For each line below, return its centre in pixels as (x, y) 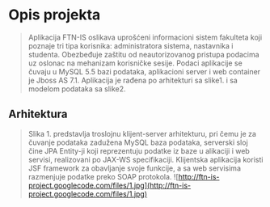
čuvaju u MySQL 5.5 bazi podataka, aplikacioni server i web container (144, 71)
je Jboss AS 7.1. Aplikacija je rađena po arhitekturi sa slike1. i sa (133, 80)
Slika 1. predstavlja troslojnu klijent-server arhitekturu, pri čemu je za (142, 133)
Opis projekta (55, 15)
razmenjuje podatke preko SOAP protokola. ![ (103, 176)
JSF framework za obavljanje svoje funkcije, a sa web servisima (134, 168)
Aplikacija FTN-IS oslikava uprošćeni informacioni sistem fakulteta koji (145, 37)
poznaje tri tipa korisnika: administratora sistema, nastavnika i (131, 45)
